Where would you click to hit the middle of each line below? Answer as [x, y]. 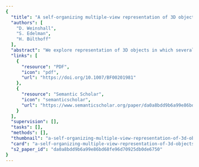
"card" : [20, 144]
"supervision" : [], [35, 122]
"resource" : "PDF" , [45, 67]
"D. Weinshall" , [37, 28]
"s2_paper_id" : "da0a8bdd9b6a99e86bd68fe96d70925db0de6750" [87, 149]
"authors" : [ [27, 23]
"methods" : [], [30, 133]
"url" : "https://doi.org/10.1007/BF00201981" [78, 78]
